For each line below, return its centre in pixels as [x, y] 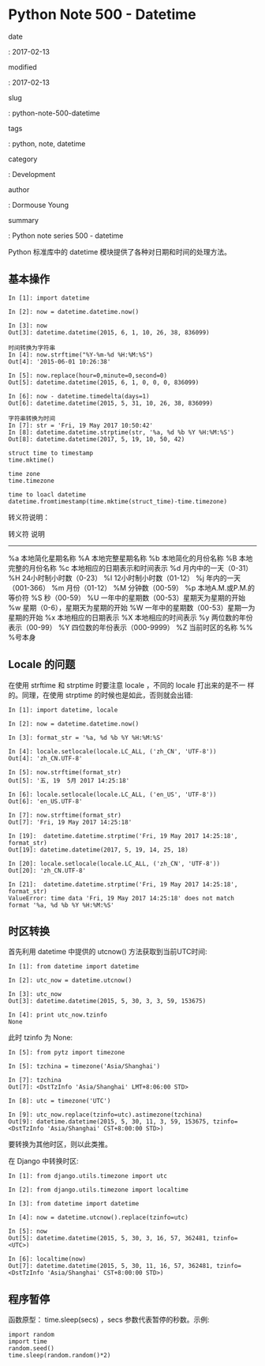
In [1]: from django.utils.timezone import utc [88, 1176]
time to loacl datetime [47, 494]
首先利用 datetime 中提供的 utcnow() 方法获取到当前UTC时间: [108, 952]
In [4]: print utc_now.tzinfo [58, 1015]
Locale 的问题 [42, 664]
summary [24, 220]
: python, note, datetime [47, 143]
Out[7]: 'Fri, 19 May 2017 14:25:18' [70, 822]
